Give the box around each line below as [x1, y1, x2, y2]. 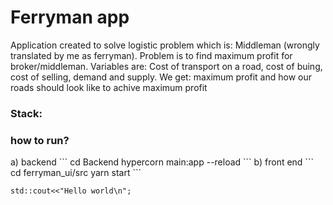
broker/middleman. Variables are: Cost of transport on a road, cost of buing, [10, 60, 323, 72]
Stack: [10, 106, 43, 120]
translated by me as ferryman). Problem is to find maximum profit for [10, 49, 293, 61]
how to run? [10, 133, 70, 147]
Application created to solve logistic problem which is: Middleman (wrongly [10, 39, 320, 51]
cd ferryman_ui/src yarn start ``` [10, 167, 142, 179]
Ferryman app [10, 6, 130, 29]
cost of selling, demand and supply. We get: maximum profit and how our [10, 71, 313, 83]
